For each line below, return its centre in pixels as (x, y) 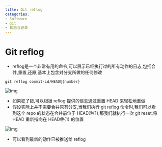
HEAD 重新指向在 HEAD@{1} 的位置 (48, 119)
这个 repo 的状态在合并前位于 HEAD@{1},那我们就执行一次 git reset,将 (87, 113)
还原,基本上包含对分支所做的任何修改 (65, 73)
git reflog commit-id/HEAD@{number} (42, 82)
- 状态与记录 (16, 28)
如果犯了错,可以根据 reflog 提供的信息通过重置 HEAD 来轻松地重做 (79, 101)
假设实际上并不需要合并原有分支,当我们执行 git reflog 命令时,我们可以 (82, 107)
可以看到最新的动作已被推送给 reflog (49, 139)
